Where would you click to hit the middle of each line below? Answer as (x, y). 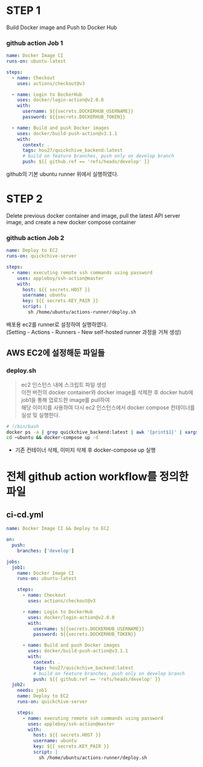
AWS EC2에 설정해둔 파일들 (56, 353)
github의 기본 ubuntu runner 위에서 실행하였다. (63, 174)
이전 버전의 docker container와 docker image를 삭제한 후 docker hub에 (107, 392)
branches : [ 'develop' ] (46, 551)
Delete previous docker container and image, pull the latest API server (93, 216)
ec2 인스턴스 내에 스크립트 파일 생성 (64, 384)
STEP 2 (25, 199)
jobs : (13, 561)
